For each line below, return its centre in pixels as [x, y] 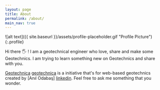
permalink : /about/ [25, 18]
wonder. [13, 83]
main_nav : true [20, 23]
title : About [18, 14]
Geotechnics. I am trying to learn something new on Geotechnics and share [80, 59]
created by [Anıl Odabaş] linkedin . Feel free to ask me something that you [78, 78]
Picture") [143, 37]
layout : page [18, 9]
